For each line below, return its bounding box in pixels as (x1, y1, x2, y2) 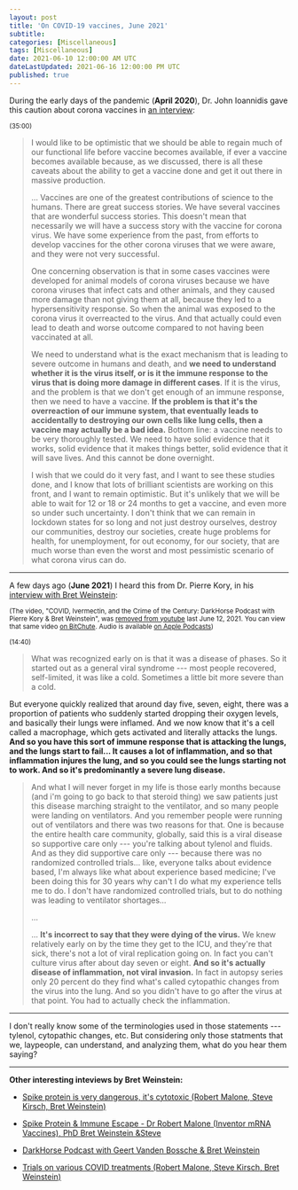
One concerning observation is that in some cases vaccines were (30, 265, 271, 276)
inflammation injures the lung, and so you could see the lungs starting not (9, 755, 286, 765)
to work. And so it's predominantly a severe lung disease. (9, 764, 226, 775)
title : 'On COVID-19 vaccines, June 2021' (9, 21, 169, 30)
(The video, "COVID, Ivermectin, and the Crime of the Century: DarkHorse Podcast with (9, 607, 275, 615)
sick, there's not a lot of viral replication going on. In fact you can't (30, 948, 273, 959)
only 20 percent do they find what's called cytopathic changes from (30, 976, 279, 987)
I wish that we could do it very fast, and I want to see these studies (30, 469, 275, 480)
